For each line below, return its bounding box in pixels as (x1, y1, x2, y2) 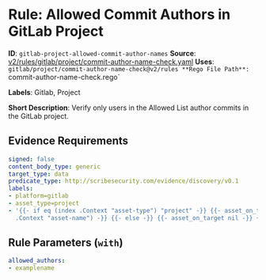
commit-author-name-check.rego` (8, 72, 120, 81)
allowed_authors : (8, 257, 66, 265)
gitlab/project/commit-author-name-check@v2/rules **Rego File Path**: (8, 65, 249, 73)
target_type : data (8, 170, 69, 178)
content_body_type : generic (8, 162, 101, 171)
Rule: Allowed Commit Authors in (8, 6, 231, 24)
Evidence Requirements (8, 134, 129, 148)
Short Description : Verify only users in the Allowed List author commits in (8, 103, 249, 112)
